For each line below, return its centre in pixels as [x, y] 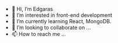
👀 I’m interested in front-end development [62, 15]
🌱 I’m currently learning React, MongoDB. [61, 21]
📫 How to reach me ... [39, 34]
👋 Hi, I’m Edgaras [32, 9]
